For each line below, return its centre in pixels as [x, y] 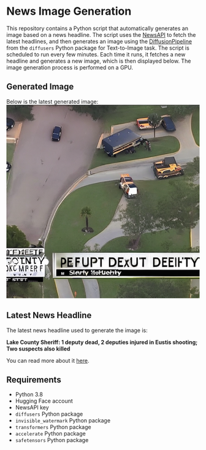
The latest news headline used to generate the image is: [77, 330]
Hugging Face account [44, 401]
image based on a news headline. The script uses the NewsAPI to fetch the [101, 34]
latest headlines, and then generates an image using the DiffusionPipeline [99, 41]
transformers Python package [53, 427]
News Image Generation [69, 11]
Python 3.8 [29, 395]
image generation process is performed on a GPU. [70, 67]
